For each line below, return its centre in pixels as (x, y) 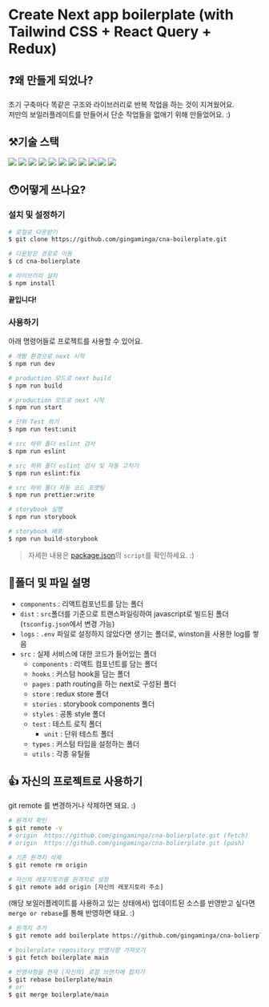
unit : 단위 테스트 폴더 (78, 733)
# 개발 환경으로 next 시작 (46, 357)
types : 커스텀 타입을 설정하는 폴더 (86, 744)
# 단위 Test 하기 (34, 422)
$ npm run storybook (43, 517)
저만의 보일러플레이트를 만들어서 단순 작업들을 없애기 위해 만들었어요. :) (119, 114)
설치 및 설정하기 (37, 215)
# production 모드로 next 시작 (56, 400)
